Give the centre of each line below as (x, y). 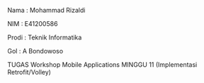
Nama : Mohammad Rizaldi (46, 10)
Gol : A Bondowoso (35, 51)
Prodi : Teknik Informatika (45, 37)
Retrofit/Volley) (29, 72)
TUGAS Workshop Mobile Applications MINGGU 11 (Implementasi (102, 65)
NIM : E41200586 (33, 24)
